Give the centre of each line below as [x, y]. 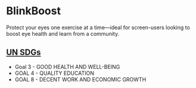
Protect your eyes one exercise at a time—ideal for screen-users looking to [98, 27]
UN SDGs [24, 53]
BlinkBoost [34, 11]
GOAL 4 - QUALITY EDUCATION [54, 73]
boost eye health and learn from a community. [63, 33]
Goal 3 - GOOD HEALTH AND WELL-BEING [67, 67]
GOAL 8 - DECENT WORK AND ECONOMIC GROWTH [80, 79]
